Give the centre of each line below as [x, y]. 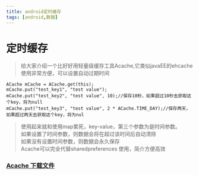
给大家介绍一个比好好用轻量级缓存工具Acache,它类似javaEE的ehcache [107, 66]
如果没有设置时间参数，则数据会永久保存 [70, 141]
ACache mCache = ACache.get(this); [50, 85]
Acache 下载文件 [30, 166]
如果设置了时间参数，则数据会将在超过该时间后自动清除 [88, 134]
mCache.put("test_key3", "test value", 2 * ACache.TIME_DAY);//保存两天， [99, 109]
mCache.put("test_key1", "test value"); [57, 90]
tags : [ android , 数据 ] [32, 17]
